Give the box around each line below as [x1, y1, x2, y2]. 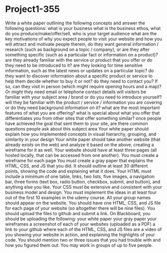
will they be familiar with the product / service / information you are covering [5, 99, 163, 105]
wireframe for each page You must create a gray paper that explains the [5, 157, 154, 163]
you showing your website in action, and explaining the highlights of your [5, 232, 156, 238]
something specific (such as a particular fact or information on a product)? [5, 51, 159, 58]
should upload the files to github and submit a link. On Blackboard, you [5, 210, 151, 216]
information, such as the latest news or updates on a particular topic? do [5, 67, 154, 73]
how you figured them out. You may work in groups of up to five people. [5, 242, 153, 248]
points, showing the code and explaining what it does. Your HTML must [5, 168, 152, 174]
